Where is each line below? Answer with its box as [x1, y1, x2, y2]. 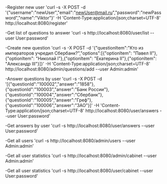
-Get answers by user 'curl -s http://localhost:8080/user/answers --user [5, 122, 155, 128]
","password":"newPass [112, 9, 161, 15]
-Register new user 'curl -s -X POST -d [5, 4, 86, 10]
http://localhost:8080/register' [5, 20, 68, 26]
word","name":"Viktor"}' [5, 15, 55, 20]
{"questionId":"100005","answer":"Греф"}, [5, 97, 93, 103]
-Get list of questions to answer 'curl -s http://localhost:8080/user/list [5, 30, 149, 35]
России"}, [88, 86, 109, 92]
